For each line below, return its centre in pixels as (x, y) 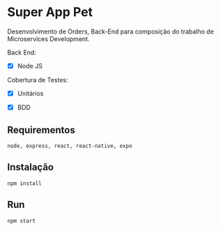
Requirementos (41, 130)
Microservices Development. (48, 38)
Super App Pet (50, 12)
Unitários (30, 94)
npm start (22, 221)
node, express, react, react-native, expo (70, 146)
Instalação (31, 167)
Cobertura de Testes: (38, 80)
